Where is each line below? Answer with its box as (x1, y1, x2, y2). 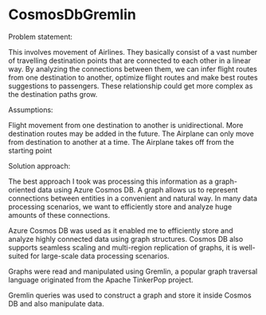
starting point (8, 146, 53, 155)
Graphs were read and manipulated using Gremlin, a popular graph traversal (8, 266, 258, 276)
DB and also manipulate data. (8, 298, 105, 308)
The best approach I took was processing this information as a (8, 177, 213, 186)
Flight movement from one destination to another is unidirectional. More (8, 120, 244, 130)
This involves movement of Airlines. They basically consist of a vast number (8, 47, 258, 56)
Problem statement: (8, 32, 73, 41)
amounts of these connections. (8, 210, 111, 220)
